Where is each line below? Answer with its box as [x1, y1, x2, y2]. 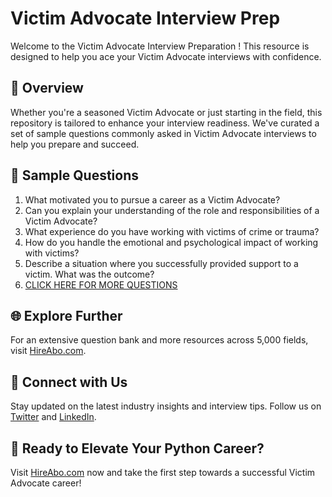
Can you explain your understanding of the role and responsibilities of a [24, 204, 320, 216]
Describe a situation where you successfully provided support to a [24, 257, 299, 269]
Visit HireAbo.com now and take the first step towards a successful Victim [10, 467, 316, 478]
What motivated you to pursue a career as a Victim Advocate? [24, 193, 281, 206]
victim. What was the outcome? [24, 268, 155, 280]
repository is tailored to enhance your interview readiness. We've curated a [10, 117, 320, 129]
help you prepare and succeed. [10, 138, 140, 150]
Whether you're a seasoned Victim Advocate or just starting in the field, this [10, 106, 323, 118]
